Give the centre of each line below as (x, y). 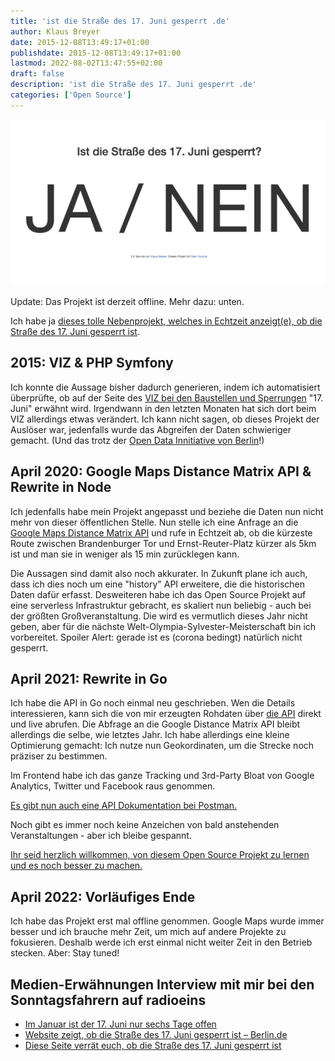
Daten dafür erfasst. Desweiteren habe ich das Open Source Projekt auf (158, 594)
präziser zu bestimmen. (59, 756)
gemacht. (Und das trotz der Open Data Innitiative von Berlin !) (137, 440)
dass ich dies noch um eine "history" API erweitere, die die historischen (158, 584)
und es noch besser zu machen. (76, 866)
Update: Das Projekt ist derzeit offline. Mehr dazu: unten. (127, 302)
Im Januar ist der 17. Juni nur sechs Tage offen (120, 1024)
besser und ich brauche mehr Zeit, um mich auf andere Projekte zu (148, 932)
